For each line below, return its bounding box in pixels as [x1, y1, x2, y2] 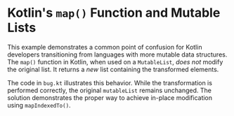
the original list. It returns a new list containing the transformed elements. [7, 65, 219, 73]
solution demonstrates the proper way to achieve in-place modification [7, 93, 213, 102]
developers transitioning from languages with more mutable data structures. [7, 50, 228, 59]
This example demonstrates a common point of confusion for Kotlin [7, 43, 202, 51]
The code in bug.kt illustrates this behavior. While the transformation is [7, 78, 213, 87]
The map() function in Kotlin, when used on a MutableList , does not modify [7, 57, 223, 66]
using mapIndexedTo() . [7, 101, 72, 109]
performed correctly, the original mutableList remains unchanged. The [7, 86, 212, 94]
